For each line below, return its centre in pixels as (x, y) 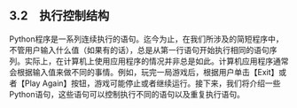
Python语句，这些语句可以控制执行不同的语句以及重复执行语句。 (127, 94)
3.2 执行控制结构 (59, 16)
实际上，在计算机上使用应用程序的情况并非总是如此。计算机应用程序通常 (156, 61)
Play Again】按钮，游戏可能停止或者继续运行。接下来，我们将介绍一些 (152, 83)
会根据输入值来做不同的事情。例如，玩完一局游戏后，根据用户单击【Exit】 (144, 72)
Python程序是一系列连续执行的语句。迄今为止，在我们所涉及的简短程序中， (146, 39)
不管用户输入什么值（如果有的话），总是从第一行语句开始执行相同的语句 (139, 50)
